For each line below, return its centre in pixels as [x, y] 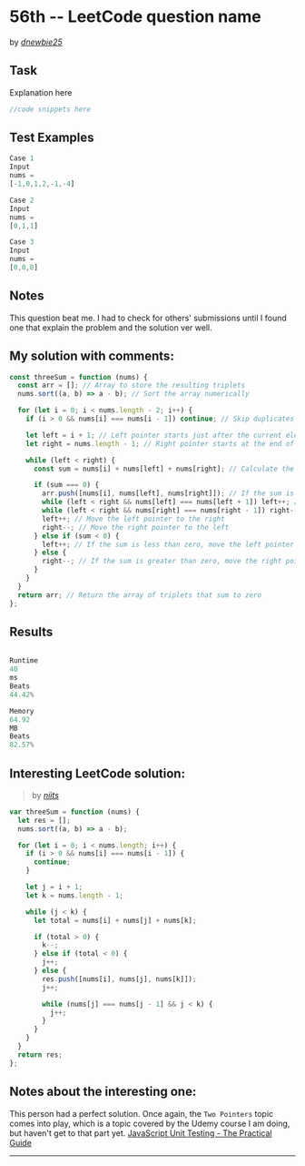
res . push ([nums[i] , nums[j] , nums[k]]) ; [119, 979]
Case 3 [22, 242]
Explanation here [41, 92]
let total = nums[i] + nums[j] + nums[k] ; [115, 920]
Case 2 [22, 200]
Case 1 [22, 158]
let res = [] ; [44, 820]
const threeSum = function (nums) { [79, 377]
